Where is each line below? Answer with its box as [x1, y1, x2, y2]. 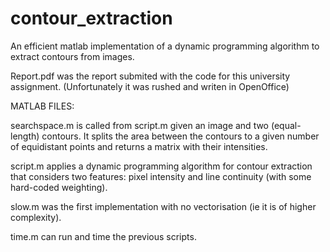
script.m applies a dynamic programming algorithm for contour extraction [10, 160, 313, 172]
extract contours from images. [10, 50, 135, 62]
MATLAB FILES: [10, 100, 75, 112]
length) [10, 130, 40, 142]
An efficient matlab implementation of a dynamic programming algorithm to [10, 40, 320, 52]
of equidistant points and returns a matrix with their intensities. [10, 140, 268, 152]
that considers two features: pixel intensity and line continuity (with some [10, 170, 312, 182]
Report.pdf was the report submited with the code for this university [10, 70, 291, 82]
